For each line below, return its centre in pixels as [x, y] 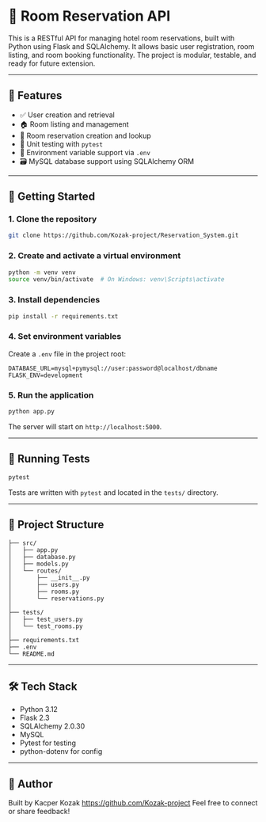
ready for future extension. [52, 63]
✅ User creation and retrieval [67, 115]
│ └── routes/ [35, 571]
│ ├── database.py [42, 557]
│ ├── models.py [38, 564]
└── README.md [32, 654]
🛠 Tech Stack [43, 686]
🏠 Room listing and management [74, 124]
